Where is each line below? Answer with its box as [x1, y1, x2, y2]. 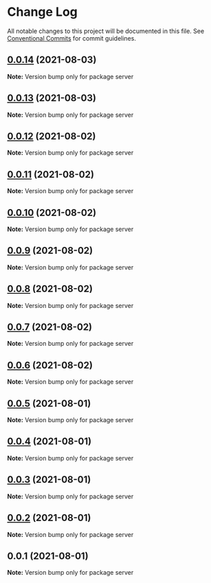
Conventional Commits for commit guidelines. [7, 34, 136, 42]
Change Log [7, 4, 78, 20]
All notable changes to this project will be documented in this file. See [7, 27, 205, 35]
